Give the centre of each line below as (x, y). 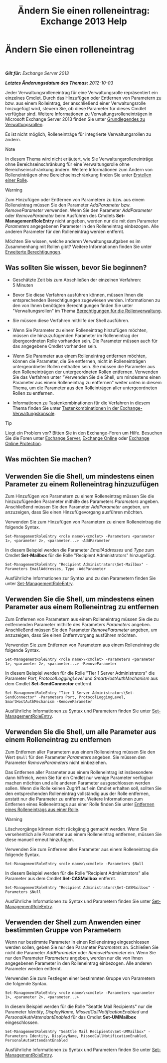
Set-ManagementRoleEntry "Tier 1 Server (48, 693)
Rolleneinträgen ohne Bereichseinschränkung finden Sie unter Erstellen (78, 175)
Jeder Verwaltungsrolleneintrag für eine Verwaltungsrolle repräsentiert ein (82, 92)
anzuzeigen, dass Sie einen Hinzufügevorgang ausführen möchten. (74, 512)
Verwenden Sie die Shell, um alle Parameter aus (81, 732)
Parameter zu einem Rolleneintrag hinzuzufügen (82, 484)
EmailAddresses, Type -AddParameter (68, 569)
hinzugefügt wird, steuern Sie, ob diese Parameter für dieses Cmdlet (76, 108)
